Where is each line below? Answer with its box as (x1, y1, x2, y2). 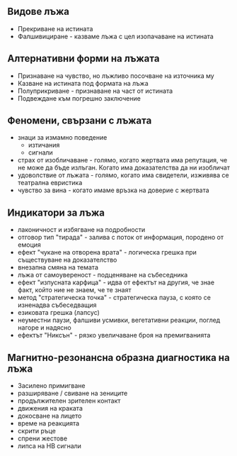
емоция (17, 240, 41, 249)
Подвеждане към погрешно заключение (17, 94, 141, 102)
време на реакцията (17, 419, 80, 428)
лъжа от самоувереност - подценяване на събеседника (17, 271, 188, 279)
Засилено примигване (17, 382, 86, 390)
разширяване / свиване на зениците (17, 389, 128, 398)
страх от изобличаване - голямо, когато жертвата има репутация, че (17, 156, 228, 165)
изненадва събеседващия (17, 301, 97, 309)
